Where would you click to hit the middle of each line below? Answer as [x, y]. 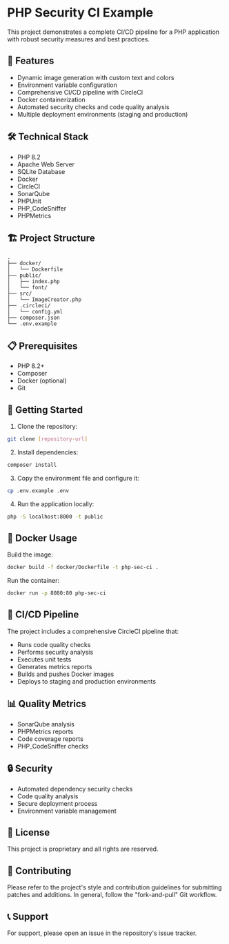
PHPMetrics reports [45, 731]
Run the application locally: [56, 504]
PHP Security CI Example [80, 13]
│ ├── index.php [33, 282]
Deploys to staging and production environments [87, 681]
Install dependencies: [48, 452]
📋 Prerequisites [42, 346]
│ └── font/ [28, 288]
